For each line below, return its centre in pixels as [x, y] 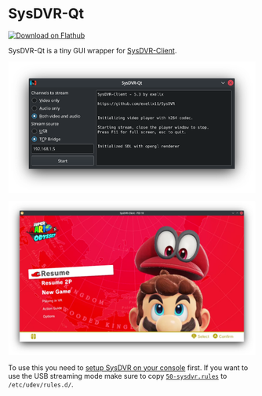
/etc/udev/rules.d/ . [41, 384]
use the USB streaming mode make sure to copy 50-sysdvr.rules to [118, 376]
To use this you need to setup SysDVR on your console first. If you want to [128, 367]
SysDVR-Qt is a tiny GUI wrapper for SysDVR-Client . [93, 50]
